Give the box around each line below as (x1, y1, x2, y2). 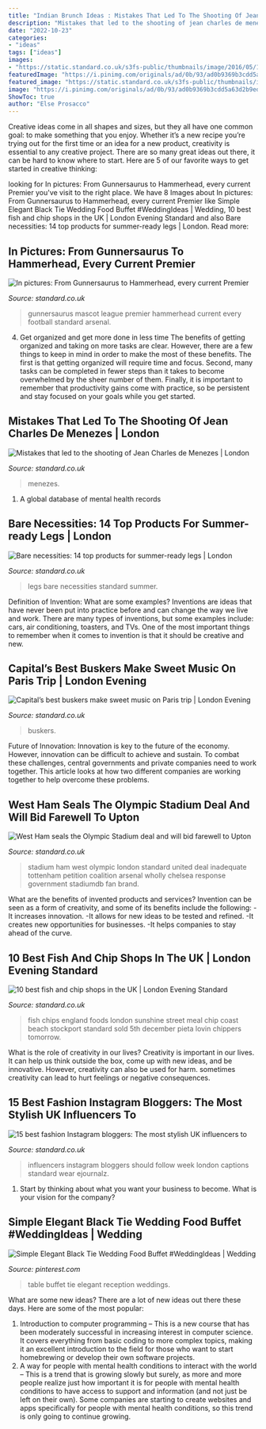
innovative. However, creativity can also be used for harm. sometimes (8, 1065, 236, 1074)
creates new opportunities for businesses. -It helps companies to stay (8, 920, 237, 929)
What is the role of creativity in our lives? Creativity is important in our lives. (8, 1048, 255, 1057)
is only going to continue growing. (19, 1412, 131, 1421)
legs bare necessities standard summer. (27, 581, 158, 591)
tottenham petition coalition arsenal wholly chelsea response (27, 870, 226, 881)
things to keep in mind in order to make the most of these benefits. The (19, 349, 252, 359)
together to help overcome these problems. (8, 775, 150, 785)
